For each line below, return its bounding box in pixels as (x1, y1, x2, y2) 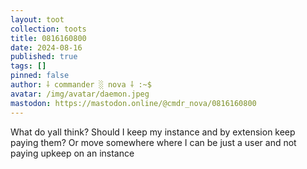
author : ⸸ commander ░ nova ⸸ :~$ (10, 80, 152, 90)
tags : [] (10, 61, 47, 71)
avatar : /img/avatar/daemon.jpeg (10, 89, 150, 99)
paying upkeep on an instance (10, 147, 135, 159)
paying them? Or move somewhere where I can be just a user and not (10, 136, 297, 148)
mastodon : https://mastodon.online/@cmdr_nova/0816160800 (10, 98, 257, 108)
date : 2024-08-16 (10, 42, 83, 53)
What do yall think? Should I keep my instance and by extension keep (10, 126, 296, 138)
